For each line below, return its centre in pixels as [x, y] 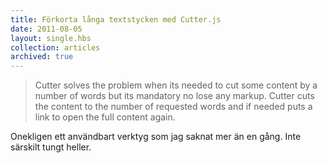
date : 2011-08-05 [46, 29]
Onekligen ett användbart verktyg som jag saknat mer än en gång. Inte [156, 137]
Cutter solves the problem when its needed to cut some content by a [176, 85]
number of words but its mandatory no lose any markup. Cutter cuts [174, 96]
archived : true [42, 57]
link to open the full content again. [105, 117]
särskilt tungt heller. [51, 147]
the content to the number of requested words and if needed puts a [173, 107]
